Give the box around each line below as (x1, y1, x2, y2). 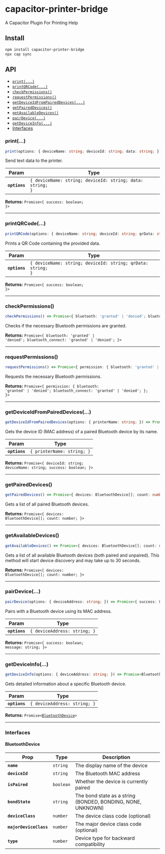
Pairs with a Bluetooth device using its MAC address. (5, 608, 112, 614)
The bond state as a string (75, 792, 136, 799)
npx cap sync (5, 52, 32, 57)
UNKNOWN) (75, 804, 104, 811)
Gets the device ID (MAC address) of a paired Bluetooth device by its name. (5, 429, 158, 435)
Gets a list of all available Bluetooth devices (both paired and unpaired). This (5, 552, 160, 558)
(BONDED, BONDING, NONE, (75, 798, 142, 805)
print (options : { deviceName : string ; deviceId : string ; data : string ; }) (5, 149, 162, 154)
